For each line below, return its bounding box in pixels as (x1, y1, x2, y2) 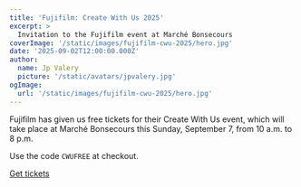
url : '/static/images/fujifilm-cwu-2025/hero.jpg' (17, 89, 213, 98)
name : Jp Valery (17, 64, 79, 73)
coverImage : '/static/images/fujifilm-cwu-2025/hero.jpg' (9, 38, 233, 48)
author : (9, 55, 39, 64)
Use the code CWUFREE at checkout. (9, 150, 139, 161)
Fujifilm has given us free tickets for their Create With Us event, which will (9, 114, 285, 125)
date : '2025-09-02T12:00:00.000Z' (9, 47, 141, 56)
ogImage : (9, 80, 43, 89)
